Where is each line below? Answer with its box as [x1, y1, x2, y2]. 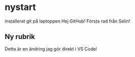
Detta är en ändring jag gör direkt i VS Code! [5, 45, 97, 51]
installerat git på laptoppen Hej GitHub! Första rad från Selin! [5, 18, 130, 24]
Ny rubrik [5, 32, 35, 41]
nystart [5, 1, 36, 13]
